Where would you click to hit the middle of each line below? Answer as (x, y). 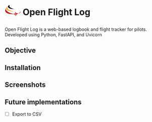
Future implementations (43, 102)
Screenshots (25, 85)
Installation (23, 68)
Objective (20, 51)
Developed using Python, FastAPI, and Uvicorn (53, 34)
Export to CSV (27, 114)
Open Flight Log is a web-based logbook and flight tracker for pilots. (76, 29)
